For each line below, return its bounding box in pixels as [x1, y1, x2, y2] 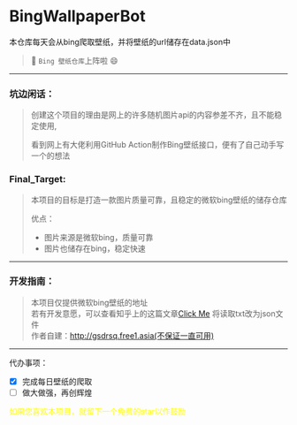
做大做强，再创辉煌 [21, 387, 93, 398]
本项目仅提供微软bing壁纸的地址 [30, 297, 148, 307]
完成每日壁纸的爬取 [21, 376, 93, 386]
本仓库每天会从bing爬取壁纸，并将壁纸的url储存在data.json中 [9, 36, 232, 47]
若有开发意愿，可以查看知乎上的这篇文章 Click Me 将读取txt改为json [30, 307, 276, 319]
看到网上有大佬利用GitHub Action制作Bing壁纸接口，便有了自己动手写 [30, 140, 285, 150]
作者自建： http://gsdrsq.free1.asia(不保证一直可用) [30, 330, 215, 341]
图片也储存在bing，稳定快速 [43, 243, 146, 254]
